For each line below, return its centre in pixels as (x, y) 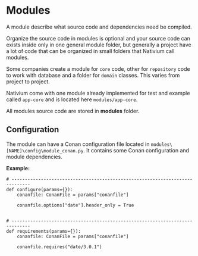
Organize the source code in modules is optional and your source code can (98, 38)
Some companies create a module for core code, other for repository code (98, 68)
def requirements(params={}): (44, 231)
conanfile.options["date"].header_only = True (76, 205)
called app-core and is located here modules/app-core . (72, 99)
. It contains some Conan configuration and (136, 150)
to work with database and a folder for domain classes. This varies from (93, 75)
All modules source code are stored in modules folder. (73, 111)
